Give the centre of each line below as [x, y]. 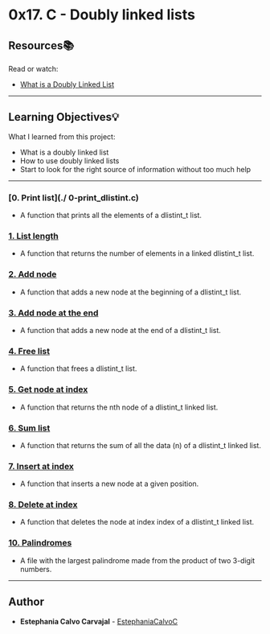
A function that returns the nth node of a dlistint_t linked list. [119, 407]
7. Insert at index [41, 466]
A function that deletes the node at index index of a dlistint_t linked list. [137, 522]
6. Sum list [29, 428]
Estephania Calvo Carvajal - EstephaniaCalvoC [99, 621]
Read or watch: [33, 69]
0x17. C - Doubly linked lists [102, 15]
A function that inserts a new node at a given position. [109, 484]
